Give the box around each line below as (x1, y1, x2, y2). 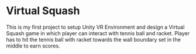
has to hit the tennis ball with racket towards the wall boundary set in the (6, 36, 181, 43)
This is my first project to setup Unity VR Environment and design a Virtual (6, 23, 185, 31)
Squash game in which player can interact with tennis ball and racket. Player (6, 29, 190, 36)
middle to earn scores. (6, 42, 60, 49)
